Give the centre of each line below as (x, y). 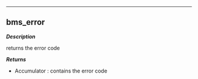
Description (21, 37)
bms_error (26, 22)
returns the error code (33, 48)
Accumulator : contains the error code (61, 71)
